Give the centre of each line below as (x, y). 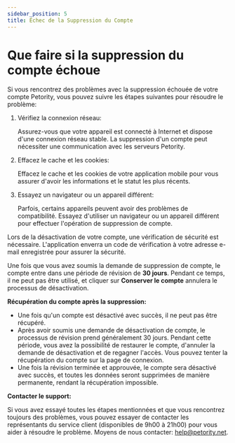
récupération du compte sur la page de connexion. (90, 360)
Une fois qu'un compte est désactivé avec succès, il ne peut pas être (117, 315)
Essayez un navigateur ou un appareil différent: (86, 195)
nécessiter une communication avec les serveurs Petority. (101, 147)
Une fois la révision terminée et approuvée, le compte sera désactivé (117, 368)
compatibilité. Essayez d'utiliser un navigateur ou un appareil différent (118, 216)
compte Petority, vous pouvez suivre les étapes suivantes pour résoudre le (115, 97)
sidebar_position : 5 (38, 14)
